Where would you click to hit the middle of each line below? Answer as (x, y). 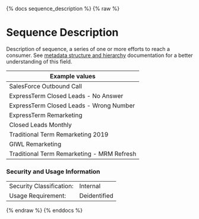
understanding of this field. (39, 61)
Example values (73, 76)
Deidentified (97, 196)
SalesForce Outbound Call (45, 86)
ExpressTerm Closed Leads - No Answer (66, 96)
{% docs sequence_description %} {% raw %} (63, 9)
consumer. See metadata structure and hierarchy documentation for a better (99, 55)
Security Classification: (41, 186)
